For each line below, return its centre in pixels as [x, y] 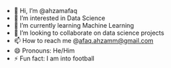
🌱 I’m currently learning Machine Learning [74, 25]
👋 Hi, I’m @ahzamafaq [46, 11]
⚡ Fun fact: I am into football [54, 58]
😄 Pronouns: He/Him [44, 51]
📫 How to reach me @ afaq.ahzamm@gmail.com [84, 41]
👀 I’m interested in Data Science [59, 18]
